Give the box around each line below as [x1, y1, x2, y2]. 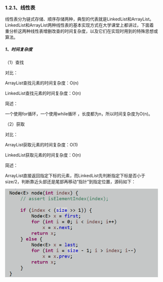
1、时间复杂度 [5, 46, 33, 52]
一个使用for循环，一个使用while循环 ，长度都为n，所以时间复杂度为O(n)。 [5, 111, 153, 117]
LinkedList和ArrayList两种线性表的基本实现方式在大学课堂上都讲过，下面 [5, 22, 150, 28]
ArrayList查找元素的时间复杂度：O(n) [5, 80, 79, 86]
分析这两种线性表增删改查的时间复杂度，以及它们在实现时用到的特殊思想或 [9, 28, 158, 34]
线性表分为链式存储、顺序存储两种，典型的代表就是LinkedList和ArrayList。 [5, 16, 154, 22]
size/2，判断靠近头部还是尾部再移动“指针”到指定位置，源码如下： [5, 179, 136, 185]
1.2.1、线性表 [5, 4, 35, 11]
